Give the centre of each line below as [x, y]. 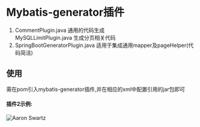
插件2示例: [20, 104]
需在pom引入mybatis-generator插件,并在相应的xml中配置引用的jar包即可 [95, 89]
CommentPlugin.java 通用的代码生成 [60, 30]
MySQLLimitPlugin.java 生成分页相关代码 [65, 37]
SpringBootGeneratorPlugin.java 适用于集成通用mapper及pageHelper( [102, 45]
